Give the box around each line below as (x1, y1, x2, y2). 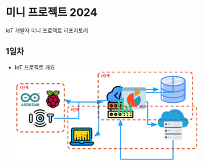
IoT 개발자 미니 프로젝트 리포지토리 (5, 27, 89, 34)
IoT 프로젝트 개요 (14, 63, 55, 71)
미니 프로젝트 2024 (5, 5, 98, 19)
